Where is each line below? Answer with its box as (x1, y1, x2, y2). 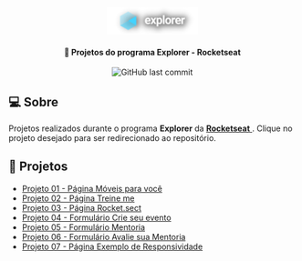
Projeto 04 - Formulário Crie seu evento (21, 212, 172, 223)
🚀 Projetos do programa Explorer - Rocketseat (64, 46, 241, 57)
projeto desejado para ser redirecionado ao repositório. (8, 133, 216, 144)
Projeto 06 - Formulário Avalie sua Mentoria (21, 231, 186, 242)
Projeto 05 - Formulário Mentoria (21, 221, 146, 233)
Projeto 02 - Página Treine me (21, 193, 135, 204)
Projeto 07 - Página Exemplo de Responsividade (21, 241, 203, 252)
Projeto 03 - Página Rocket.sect (21, 202, 142, 213)
